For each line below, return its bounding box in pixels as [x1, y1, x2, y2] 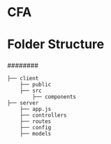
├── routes [20, 118, 52, 125]
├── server [7, 100, 39, 107]
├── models [20, 131, 52, 138]
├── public [20, 81, 52, 89]
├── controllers [20, 112, 68, 119]
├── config [20, 124, 52, 131]
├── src [20, 87, 42, 95]
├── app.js [20, 106, 52, 113]
